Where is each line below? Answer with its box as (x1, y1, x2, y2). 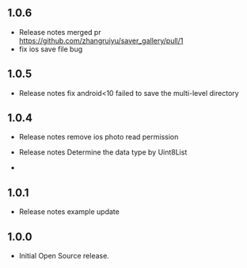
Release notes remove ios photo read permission (18, 132, 179, 142)
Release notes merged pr (18, 27, 101, 36)
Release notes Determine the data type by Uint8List (18, 147, 188, 157)
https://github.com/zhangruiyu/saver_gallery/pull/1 (18, 36, 184, 45)
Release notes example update (18, 207, 120, 216)
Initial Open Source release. (18, 251, 110, 261)
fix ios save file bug (18, 44, 83, 54)
